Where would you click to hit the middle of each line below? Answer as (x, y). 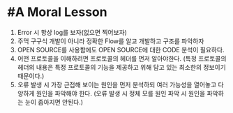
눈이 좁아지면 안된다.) (54, 102)
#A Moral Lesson (57, 12)
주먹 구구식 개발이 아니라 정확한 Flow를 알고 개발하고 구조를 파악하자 (111, 41)
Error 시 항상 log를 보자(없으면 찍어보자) (72, 32)
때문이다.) (31, 76)
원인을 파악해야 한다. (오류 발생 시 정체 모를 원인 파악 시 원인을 (121, 93)
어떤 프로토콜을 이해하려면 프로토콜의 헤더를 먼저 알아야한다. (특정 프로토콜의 (122, 58)
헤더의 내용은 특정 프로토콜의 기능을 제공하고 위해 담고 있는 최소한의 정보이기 (122, 67)
